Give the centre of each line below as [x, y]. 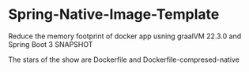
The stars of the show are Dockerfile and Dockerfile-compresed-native [124, 59]
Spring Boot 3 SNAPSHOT [51, 44]
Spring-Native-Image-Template [114, 14]
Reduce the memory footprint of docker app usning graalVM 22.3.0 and [125, 36]
